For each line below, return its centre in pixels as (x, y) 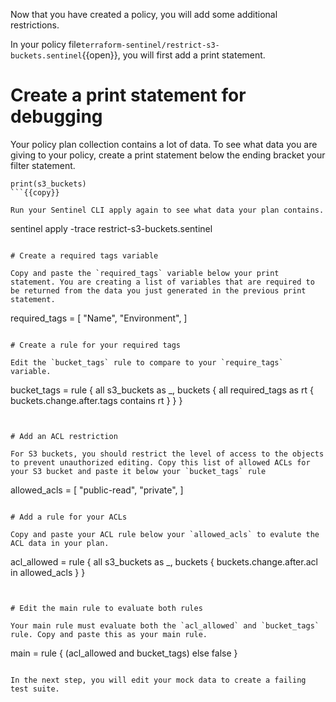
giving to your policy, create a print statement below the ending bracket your (168, 155)
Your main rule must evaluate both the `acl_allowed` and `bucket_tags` (165, 625)
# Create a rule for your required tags (96, 345)
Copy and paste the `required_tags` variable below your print (145, 273)
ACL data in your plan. (60, 543)
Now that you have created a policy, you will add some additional (144, 14)
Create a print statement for (128, 95)
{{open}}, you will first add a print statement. (173, 55)
